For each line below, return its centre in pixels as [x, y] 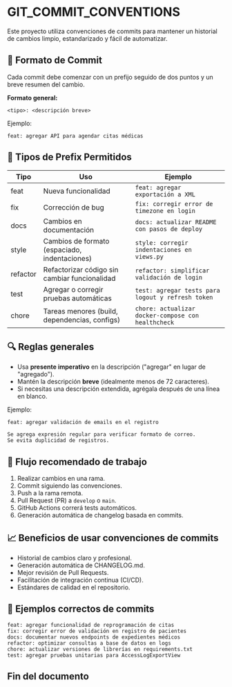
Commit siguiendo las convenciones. [69, 486]
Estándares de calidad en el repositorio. [74, 587]
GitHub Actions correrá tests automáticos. [77, 508]
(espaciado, [62, 250]
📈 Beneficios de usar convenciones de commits [113, 538]
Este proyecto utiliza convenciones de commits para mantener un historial [112, 31]
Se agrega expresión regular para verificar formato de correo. [101, 434]
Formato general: [32, 98]
